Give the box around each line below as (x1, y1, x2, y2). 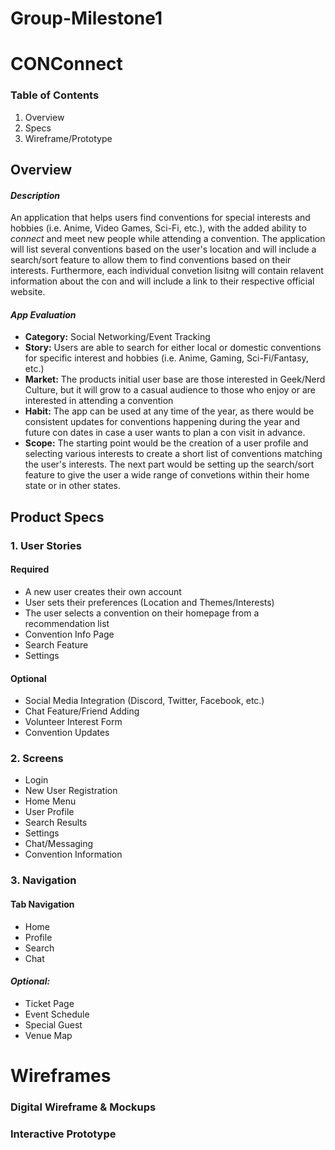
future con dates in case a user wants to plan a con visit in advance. (24, 427, 306, 439)
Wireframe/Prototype (24, 132, 113, 144)
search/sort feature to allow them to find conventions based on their (10, 254, 292, 266)
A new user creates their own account (24, 585, 182, 597)
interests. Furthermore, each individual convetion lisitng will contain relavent (10, 265, 324, 277)
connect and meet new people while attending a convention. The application (10, 233, 326, 245)
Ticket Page (24, 997, 75, 1009)
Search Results (24, 817, 88, 829)
